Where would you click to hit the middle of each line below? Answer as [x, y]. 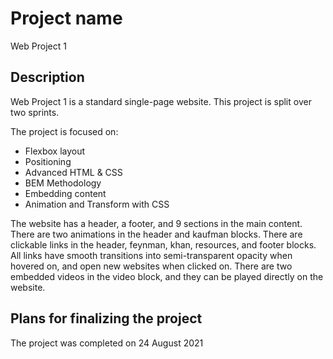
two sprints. [35, 112]
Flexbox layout [55, 151]
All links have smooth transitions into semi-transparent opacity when [151, 255]
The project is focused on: [64, 131]
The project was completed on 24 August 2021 [107, 343]
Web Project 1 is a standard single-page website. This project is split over [161, 101]
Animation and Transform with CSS [97, 204]
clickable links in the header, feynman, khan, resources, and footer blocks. [163, 244]
